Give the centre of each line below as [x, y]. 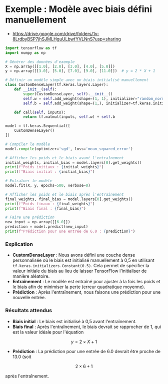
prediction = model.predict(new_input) [47, 227]
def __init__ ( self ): [35, 89]
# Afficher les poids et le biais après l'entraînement [64, 194]
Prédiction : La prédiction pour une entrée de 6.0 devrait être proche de [86, 351]
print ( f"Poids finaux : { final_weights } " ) [50, 204]
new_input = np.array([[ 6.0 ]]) [38, 222]
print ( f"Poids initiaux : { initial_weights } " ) [54, 167]
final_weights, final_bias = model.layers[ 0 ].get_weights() [69, 199]
